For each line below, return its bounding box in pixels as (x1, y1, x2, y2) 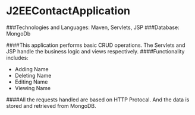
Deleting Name (14, 72, 52, 79)
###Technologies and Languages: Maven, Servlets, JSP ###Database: (6, 24, 180, 31)
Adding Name (14, 65, 49, 72)
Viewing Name (14, 84, 51, 91)
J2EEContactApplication (6, 4, 131, 18)
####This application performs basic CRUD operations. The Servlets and (6, 41, 185, 49)
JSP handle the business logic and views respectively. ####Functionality (6, 47, 185, 55)
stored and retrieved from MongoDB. (6, 102, 96, 109)
